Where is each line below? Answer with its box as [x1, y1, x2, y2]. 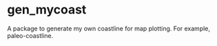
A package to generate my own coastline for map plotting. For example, [7, 24, 211, 32]
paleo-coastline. [7, 31, 54, 39]
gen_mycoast [7, 2, 87, 18]
